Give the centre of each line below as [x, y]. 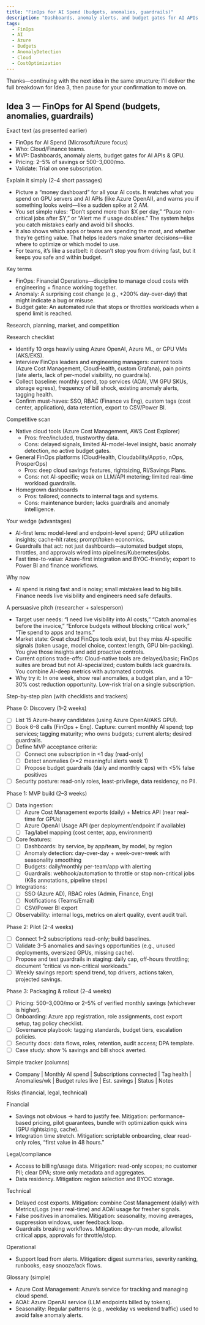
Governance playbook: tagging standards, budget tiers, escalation [99, 1030]
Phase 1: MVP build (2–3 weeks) [47, 793]
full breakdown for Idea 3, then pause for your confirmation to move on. [97, 87]
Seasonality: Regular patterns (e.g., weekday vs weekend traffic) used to [107, 1309]
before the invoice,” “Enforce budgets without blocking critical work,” [102, 626]
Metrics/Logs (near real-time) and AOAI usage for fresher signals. [98, 1209]
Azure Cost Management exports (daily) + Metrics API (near [100, 812]
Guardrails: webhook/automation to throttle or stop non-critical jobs [109, 873]
